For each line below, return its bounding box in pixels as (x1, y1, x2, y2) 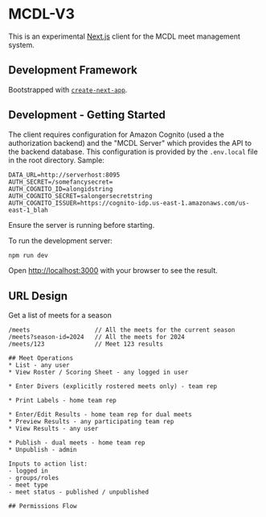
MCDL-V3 (8, 5, 75, 23)
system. (8, 39, 35, 49)
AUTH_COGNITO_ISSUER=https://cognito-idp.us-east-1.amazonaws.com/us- (8, 199, 250, 207)
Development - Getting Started (8, 108, 166, 122)
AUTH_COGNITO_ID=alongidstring (8, 184, 113, 193)
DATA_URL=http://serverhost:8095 (8, 171, 121, 179)
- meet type (8, 481, 48, 490)
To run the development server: (8, 235, 113, 246)
